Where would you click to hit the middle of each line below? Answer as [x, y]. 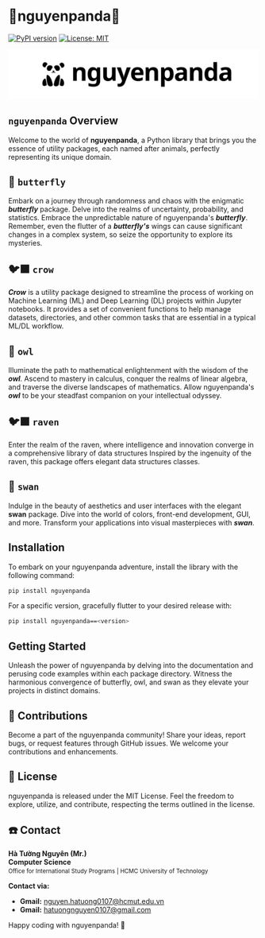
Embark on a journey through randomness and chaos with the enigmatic [126, 201]
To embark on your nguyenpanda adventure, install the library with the [123, 567]
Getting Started [47, 646]
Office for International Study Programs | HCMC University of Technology [108, 871]
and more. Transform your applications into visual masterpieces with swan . [132, 522]
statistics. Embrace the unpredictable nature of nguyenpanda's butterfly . [128, 218]
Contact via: [29, 886]
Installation [36, 548]
